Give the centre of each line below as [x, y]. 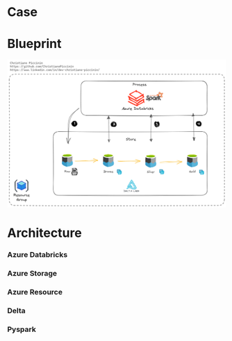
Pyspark [22, 329]
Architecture [44, 233]
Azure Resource [35, 292]
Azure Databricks [38, 255]
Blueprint [34, 44]
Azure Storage [32, 274]
